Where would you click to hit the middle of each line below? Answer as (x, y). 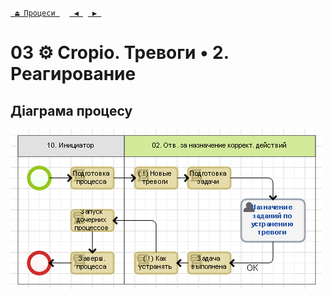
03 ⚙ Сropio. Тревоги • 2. (120, 53)
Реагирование (73, 74)
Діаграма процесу (71, 110)
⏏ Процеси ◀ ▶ (56, 13)
